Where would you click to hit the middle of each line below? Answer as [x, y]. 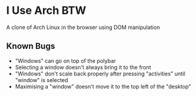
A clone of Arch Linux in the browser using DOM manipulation [83, 27]
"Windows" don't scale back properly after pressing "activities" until [100, 74]
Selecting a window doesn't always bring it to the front [83, 67]
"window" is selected [41, 80]
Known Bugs [31, 46]
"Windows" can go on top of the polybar [65, 60]
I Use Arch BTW [46, 11]
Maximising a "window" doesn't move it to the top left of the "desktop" [103, 86]
